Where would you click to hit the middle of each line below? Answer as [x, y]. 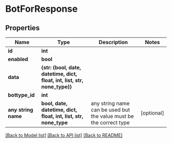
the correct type [110, 122]
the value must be [112, 116]
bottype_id [21, 95]
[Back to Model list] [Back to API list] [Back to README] [64, 135]
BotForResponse [41, 9]
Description [113, 42]
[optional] [152, 113]
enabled [18, 59]
